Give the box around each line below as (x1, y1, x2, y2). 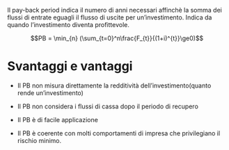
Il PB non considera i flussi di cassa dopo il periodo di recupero (17, 102, 198, 110)
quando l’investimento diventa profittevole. (7, 21, 130, 28)
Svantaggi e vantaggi (7, 58, 133, 74)
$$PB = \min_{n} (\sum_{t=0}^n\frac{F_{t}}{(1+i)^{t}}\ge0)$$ (30, 34, 204, 42)
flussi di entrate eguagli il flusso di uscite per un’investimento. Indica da (7, 13, 212, 22)
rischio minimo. (17, 136, 61, 144)
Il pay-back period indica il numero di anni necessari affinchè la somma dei (7, 6, 223, 14)
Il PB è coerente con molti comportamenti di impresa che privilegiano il (17, 128, 221, 137)
